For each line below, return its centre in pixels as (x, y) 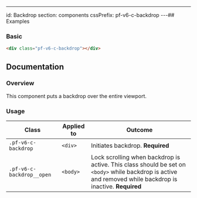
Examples (18, 21)
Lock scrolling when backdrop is (135, 157)
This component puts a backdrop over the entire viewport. (77, 96)
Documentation (35, 67)
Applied (74, 126)
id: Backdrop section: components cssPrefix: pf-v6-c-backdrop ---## (90, 15)
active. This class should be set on (138, 165)
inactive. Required (116, 186)
